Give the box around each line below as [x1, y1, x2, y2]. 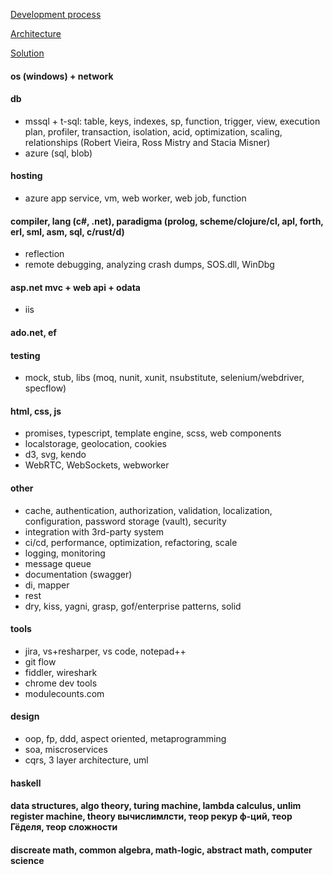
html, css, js [10, 405, 62, 417]
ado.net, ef [10, 327, 57, 338]
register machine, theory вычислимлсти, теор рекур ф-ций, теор [10, 810, 293, 823]
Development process [10, 9, 102, 20]
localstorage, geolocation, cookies [24, 438, 167, 450]
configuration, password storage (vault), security [24, 515, 227, 527]
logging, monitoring [24, 547, 106, 559]
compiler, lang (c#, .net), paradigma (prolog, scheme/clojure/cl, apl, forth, [10, 215, 324, 227]
